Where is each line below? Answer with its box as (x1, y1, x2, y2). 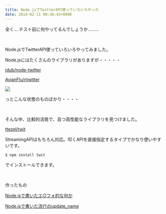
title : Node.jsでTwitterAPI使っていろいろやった (5, 7, 99, 12)
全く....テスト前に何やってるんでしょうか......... (5, 26, 100, 32)
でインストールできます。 (5, 162, 57, 168)
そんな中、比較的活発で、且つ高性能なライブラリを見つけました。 (5, 116, 140, 122)
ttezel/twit (5, 126, 26, 132)
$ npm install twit (5, 152, 46, 157)
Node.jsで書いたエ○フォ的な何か (5, 192, 73, 199)
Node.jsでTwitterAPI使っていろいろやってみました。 (5, 46, 111, 52)
